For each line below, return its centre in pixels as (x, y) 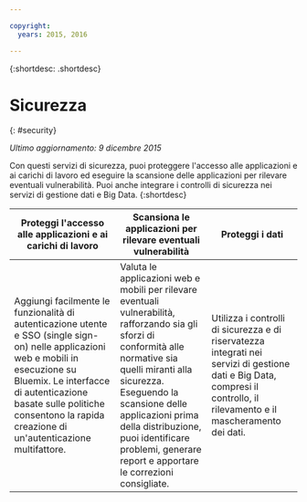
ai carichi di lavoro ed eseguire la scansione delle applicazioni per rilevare (148, 175)
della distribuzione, (161, 427)
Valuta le (138, 267)
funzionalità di (44, 313)
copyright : (30, 26)
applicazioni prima (159, 415)
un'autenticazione (53, 438)
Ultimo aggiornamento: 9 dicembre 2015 (85, 148)
